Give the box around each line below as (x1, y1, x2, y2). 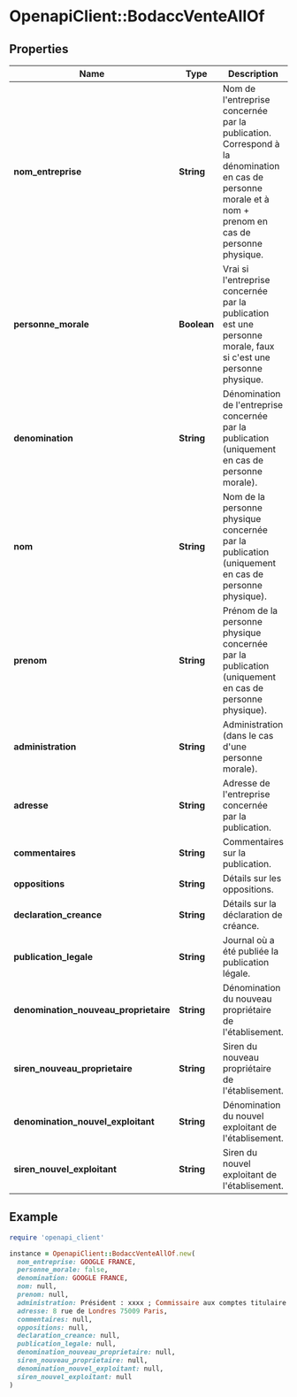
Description (228, 68, 278, 80)
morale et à (222, 193, 270, 205)
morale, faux (222, 341, 275, 352)
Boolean (179, 319, 215, 330)
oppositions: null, (17, 1323, 89, 1332)
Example (9, 1209, 58, 1224)
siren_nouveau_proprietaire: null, (17, 1356, 148, 1365)
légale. (222, 967, 251, 979)
